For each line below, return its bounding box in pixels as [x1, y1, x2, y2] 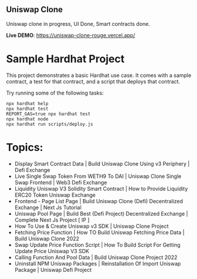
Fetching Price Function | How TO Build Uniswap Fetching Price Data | [14, 228, 185, 236]
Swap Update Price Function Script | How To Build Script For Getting [14, 241, 181, 248]
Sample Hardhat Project [6, 52, 125, 65]
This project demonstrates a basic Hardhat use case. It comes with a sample [6, 72, 192, 79]
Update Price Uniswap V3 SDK [14, 247, 89, 254]
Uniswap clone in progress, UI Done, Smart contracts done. [6, 20, 151, 27]
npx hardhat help [6, 100, 49, 106]
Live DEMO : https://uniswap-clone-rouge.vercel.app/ [6, 32, 135, 39]
